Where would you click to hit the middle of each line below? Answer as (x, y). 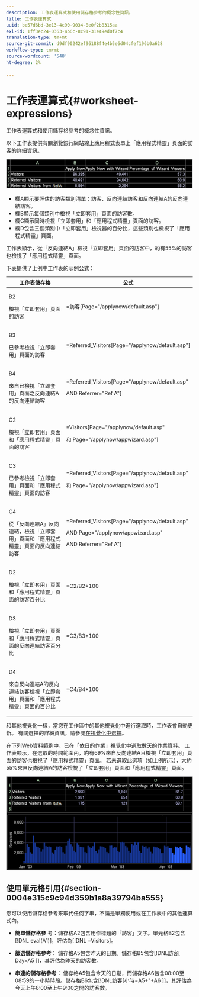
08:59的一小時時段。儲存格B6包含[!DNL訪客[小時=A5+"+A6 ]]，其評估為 (103, 980)
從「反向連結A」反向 (34, 524)
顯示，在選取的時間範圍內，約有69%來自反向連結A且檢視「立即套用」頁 (104, 753)
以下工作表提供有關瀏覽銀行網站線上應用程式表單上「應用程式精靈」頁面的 (97, 143)
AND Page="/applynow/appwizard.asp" (114, 533)
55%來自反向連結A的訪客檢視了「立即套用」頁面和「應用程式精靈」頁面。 (97, 768)
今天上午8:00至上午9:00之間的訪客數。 (62, 988)
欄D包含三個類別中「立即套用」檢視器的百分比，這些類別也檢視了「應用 (102, 229)
